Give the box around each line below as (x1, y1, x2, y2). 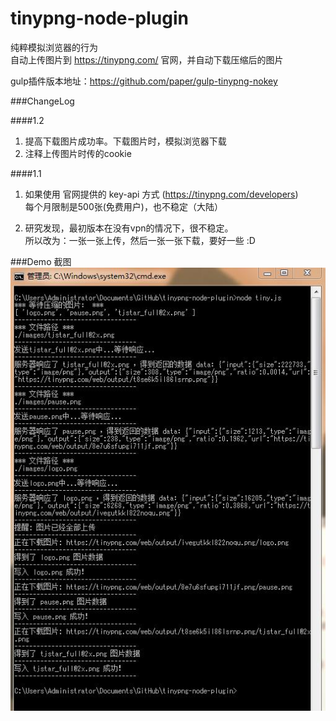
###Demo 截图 (10, 255, 72, 267)
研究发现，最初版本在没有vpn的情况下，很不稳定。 (24, 222, 234, 234)
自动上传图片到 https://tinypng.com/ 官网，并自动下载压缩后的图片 (10, 53, 284, 66)
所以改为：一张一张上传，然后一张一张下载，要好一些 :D (24, 234, 256, 246)
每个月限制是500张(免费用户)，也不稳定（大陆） (24, 200, 223, 212)
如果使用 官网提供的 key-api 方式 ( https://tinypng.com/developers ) (24, 188, 299, 200)
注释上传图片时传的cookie (24, 147, 132, 159)
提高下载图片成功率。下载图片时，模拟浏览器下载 (24, 135, 227, 147)
